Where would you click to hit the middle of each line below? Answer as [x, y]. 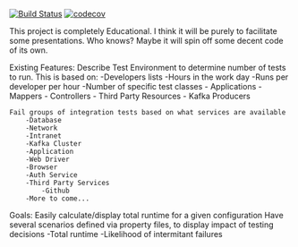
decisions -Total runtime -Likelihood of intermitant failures [116, 234]
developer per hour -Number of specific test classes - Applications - [136, 86]
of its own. [29, 50]
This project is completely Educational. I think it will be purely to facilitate [143, 31]
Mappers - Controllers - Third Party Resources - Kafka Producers [130, 96]
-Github [55, 191]
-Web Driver [47, 159]
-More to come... [58, 199]
